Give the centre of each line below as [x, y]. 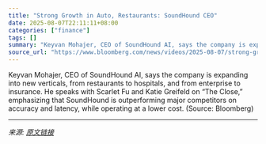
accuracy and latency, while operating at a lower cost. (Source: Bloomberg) [131, 108]
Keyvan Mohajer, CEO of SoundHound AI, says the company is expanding [128, 75]
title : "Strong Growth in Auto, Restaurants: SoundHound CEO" [113, 15]
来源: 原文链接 [31, 132]
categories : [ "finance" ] [49, 30]
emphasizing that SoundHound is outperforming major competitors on [123, 100]
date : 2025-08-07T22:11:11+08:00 [63, 23]
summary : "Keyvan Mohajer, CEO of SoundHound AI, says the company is [127, 45]
